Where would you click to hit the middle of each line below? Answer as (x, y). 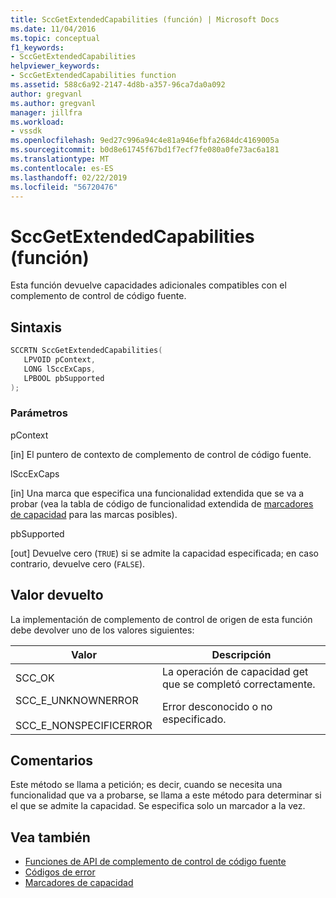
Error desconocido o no (217, 706)
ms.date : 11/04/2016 (53, 29)
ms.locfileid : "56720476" (64, 187)
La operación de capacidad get (235, 671)
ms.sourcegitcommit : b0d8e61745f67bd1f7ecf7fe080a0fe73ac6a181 (145, 150)
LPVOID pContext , (60, 360)
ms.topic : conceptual (55, 38)
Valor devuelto (57, 595)
